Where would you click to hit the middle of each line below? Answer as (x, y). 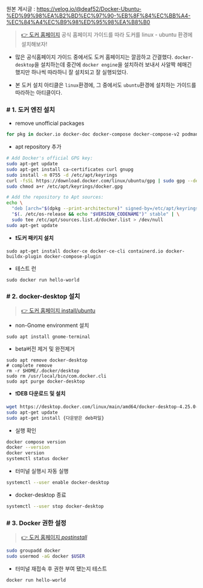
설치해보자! (34, 44)
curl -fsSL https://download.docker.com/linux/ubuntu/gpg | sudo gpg (96, 180)
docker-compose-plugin (73, 256)
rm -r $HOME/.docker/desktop (43, 371)
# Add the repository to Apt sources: (55, 197)
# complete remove (29, 365)
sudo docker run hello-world (43, 280)
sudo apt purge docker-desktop (46, 381)
